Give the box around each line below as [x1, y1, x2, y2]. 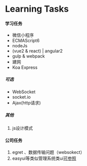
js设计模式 [12, 125, 33, 131]
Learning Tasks [5, 3, 69, 15]
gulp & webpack [12, 53, 45, 59]
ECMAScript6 [12, 38, 40, 43]
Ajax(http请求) [12, 100, 41, 106]
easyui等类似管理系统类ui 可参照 [12, 155, 77, 161]
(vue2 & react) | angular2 [12, 48, 63, 54]
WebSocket [12, 89, 36, 95]
